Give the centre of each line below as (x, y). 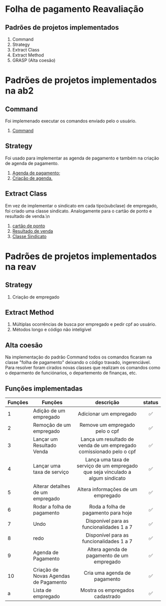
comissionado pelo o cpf (107, 452)
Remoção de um (52, 425)
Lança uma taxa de (107, 460)
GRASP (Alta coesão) (34, 60)
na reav (21, 267)
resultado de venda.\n (28, 216)
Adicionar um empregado (107, 414)
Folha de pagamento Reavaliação (75, 9)
